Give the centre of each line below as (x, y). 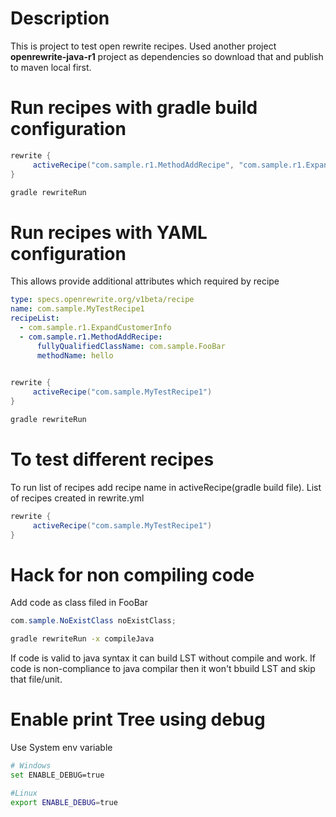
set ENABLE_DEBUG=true (57, 775)
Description (60, 18)
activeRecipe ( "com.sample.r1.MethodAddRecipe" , (133, 165)
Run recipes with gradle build (134, 108)
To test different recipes (112, 459)
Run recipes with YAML (109, 232)
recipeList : (35, 318)
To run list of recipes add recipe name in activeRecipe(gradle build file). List (166, 487)
